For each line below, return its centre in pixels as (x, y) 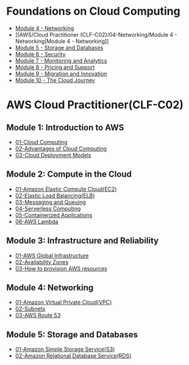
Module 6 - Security (40, 54)
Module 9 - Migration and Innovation (61, 73)
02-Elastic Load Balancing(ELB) (55, 195)
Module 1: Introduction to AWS (65, 127)
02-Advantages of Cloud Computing (61, 149)
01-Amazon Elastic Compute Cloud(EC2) (66, 189)
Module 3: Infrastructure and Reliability (83, 241)
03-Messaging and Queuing (51, 202)
